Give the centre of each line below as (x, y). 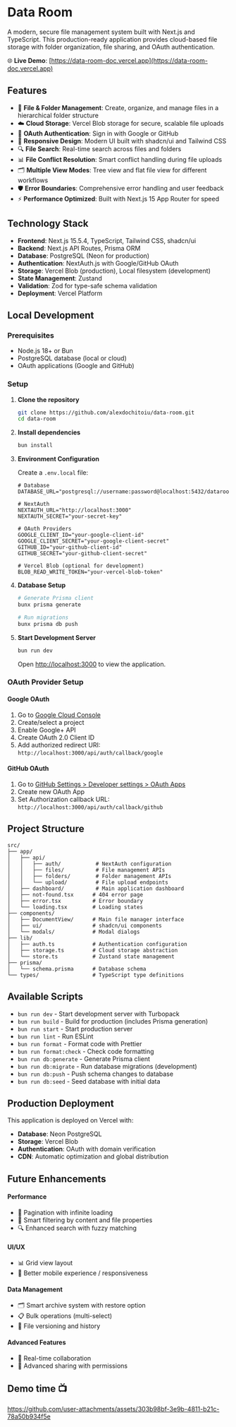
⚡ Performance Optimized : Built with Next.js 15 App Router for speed (118, 199)
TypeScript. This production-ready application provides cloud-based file (112, 39)
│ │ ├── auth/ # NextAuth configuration (89, 864)
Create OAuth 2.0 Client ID (56, 737)
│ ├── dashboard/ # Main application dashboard (96, 888)
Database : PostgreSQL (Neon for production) (83, 256)
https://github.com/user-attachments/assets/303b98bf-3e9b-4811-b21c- (113, 1409)
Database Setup (42, 585)
